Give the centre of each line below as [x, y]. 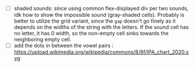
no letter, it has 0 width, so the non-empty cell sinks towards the [91, 33]
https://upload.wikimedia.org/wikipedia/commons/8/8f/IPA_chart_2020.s [101, 52]
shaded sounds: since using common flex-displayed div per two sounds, [101, 8]
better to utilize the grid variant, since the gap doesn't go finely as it [95, 21]
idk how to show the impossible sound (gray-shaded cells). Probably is [99, 15]
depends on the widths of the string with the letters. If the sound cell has [101, 27]
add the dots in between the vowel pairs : [64, 46]
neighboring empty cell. [42, 39]
